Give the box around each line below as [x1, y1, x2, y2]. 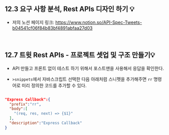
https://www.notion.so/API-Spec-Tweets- [55, 19, 143, 25]
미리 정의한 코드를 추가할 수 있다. [21, 82, 87, 88]
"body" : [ [9, 106, 28, 112]
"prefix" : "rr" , [9, 102, 42, 107]
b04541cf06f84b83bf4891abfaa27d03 [12, 25, 93, 31]
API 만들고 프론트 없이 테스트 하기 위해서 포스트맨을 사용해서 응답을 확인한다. [12, 65, 164, 71]
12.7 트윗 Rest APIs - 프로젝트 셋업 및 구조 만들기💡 [5, 51, 155, 59]
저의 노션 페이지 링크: [12, 19, 54, 25]
